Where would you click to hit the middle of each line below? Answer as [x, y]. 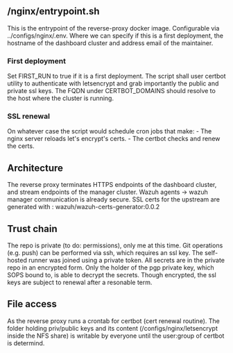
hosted [17, 261]
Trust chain [32, 229]
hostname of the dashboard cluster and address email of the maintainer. [110, 43]
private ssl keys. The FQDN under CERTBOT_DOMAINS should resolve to [112, 91]
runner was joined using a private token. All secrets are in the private [127, 261]
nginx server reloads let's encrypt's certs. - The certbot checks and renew [114, 139]
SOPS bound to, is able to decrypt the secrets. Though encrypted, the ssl [112, 275]
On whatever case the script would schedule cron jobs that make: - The [110, 131]
